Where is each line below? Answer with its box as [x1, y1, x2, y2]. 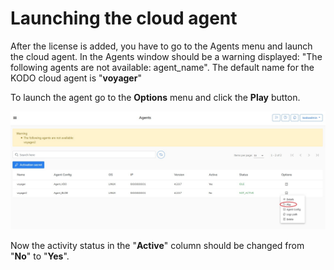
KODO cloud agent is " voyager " [10, 72, 142, 84]
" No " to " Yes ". [10, 250, 70, 262]
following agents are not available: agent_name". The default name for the [10, 61, 315, 73]
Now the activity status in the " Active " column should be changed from [10, 239, 305, 251]
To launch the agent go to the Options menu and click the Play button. [10, 91, 301, 103]
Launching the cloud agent [10, 7, 238, 30]
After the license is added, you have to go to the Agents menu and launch [10, 40, 313, 52]
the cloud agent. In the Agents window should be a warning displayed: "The [10, 50, 323, 62]
